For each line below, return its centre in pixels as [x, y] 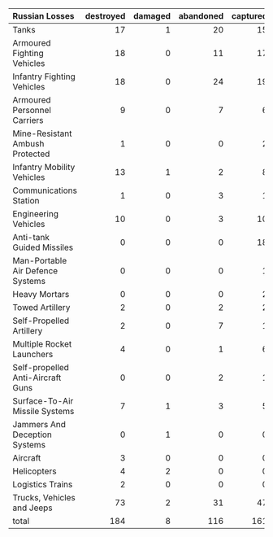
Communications [45, 190]
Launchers [33, 354]
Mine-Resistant [42, 133]
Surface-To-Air [43, 401]
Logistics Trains [43, 485]
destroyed [105, 16]
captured [249, 16]
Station [26, 201]
